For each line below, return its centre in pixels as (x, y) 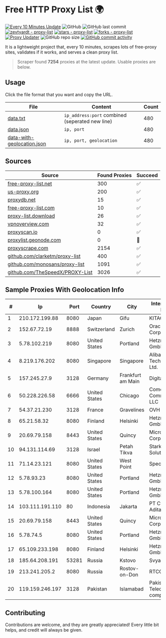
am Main (129, 381)
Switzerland (101, 329)
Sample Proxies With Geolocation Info (65, 290)
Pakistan (97, 589)
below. (24, 67)
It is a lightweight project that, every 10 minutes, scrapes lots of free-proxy (81, 47)
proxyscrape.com (28, 248)
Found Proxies (114, 175)
